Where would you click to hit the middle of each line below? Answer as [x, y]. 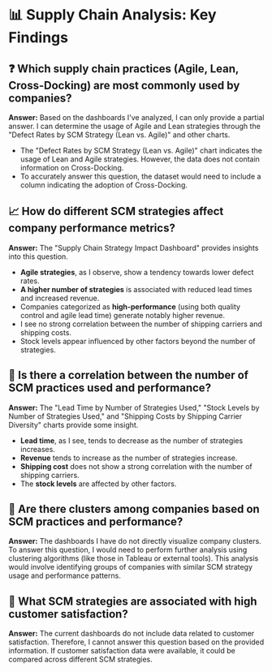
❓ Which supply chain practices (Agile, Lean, [124, 69]
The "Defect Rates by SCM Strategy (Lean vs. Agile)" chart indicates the [141, 151]
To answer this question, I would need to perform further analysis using [128, 550]
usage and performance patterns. [65, 575]
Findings [39, 38]
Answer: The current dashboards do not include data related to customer [132, 634]
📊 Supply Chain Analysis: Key [112, 15]
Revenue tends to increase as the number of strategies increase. [129, 458]
